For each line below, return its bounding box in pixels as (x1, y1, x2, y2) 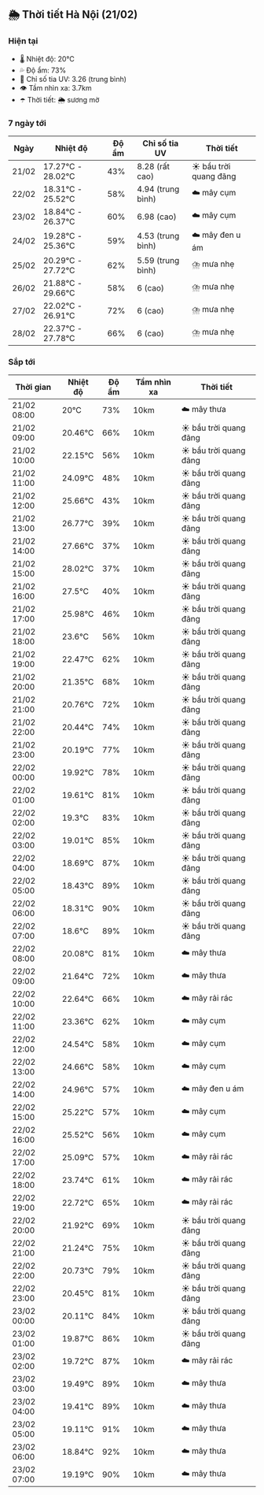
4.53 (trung (137, 231, 180, 242)
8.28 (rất (137, 161, 170, 172)
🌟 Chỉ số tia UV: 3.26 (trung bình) (19, 74, 127, 83)
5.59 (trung (137, 254, 180, 265)
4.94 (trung (137, 184, 180, 195)
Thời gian (15, 382, 52, 393)
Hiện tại (8, 35, 38, 46)
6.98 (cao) (137, 211, 177, 222)
